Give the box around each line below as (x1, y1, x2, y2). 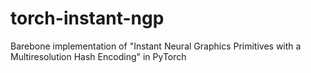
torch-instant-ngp (10, 7, 165, 30)
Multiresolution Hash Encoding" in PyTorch (10, 50, 187, 62)
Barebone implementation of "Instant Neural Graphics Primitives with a (10, 40, 302, 52)
